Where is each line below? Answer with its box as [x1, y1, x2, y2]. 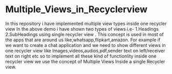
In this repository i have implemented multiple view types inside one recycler [5, 20, 167, 27]
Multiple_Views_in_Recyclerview [5, 4, 147, 15]
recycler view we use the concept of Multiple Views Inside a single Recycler [5, 58, 165, 64]
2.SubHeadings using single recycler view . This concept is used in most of [5, 31, 164, 37]
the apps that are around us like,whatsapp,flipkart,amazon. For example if [5, 37, 161, 43]
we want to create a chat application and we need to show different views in [5, 42, 166, 48]
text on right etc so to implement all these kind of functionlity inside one [5, 53, 157, 59]
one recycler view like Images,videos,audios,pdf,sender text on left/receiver [5, 47, 165, 54]
